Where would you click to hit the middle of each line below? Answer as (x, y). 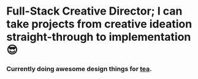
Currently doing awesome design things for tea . (79, 69)
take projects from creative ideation (99, 24)
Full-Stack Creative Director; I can (94, 11)
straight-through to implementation (99, 37)
